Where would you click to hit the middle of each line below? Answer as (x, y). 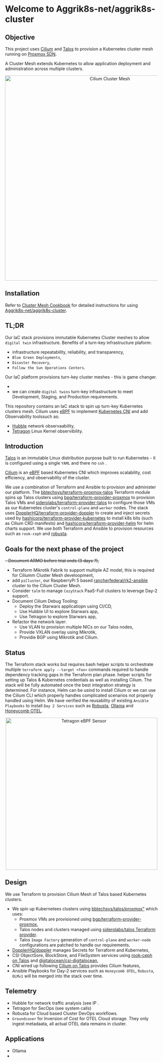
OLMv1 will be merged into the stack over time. (57, 976)
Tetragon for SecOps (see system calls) (52, 1008)
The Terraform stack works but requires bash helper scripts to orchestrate (79, 665)
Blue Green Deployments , (37, 357)
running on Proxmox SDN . (31, 54)
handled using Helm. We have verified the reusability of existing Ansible (77, 701)
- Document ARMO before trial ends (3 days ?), (52, 561)
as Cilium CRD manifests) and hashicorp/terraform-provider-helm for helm (79, 523)
